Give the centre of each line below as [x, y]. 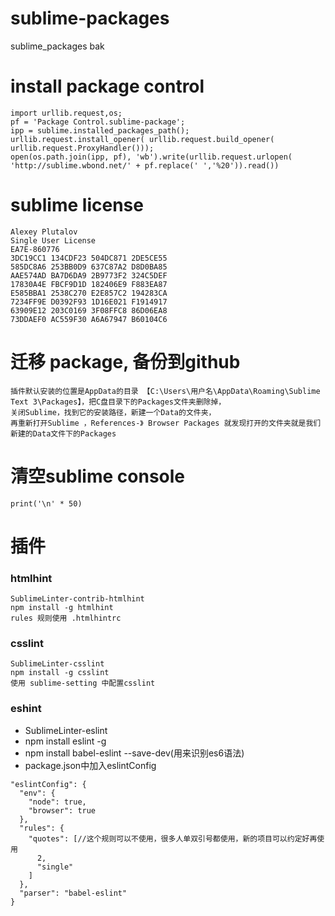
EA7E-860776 [35, 249]
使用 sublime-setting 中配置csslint [83, 683]
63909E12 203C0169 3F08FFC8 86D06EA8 [89, 310]
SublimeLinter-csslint [57, 664]
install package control [107, 86]
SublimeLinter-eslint [66, 730]
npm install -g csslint [60, 673]
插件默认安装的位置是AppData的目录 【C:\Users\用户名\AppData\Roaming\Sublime [165, 391]
